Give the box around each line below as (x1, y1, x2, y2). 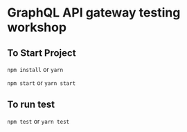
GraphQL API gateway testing (7, 5, 181, 21)
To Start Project (7, 47, 76, 59)
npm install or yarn (7, 66, 64, 73)
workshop (7, 19, 67, 35)
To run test (7, 99, 55, 111)
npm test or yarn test (7, 117, 70, 125)
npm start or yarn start (7, 79, 76, 87)
